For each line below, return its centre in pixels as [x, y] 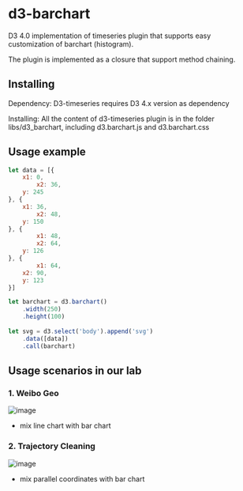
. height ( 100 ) [44, 317]
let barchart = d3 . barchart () [58, 302]
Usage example [47, 152]
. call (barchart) [49, 346]
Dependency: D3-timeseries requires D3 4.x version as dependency [119, 103]
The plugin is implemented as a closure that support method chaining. [122, 59]
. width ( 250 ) [42, 309]
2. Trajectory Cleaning [52, 446]
